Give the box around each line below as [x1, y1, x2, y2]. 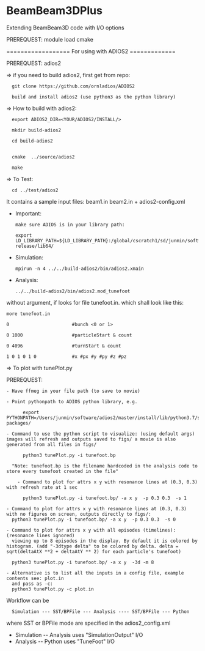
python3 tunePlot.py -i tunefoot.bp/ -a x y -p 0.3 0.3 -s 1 [22, 495, 187, 501]
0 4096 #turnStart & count [6, 343, 121, 349]
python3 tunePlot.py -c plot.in [12, 586, 95, 592]
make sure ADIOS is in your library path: [15, 221, 125, 228]
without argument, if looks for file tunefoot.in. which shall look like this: [6, 299, 184, 306]
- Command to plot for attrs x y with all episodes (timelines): [6, 527, 176, 533]
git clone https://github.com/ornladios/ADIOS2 [12, 83, 135, 89]
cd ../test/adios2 [12, 187, 59, 193]
